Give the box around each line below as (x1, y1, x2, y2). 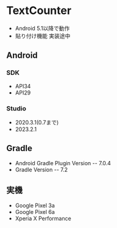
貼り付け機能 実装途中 (15, 32, 71, 40)
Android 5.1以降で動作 (15, 24, 70, 32)
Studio (6, 104, 26, 113)
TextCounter (6, 4, 72, 18)
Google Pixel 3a (15, 202, 55, 209)
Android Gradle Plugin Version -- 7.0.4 (15, 159, 112, 166)
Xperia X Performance (15, 215, 71, 222)
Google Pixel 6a (15, 208, 55, 215)
